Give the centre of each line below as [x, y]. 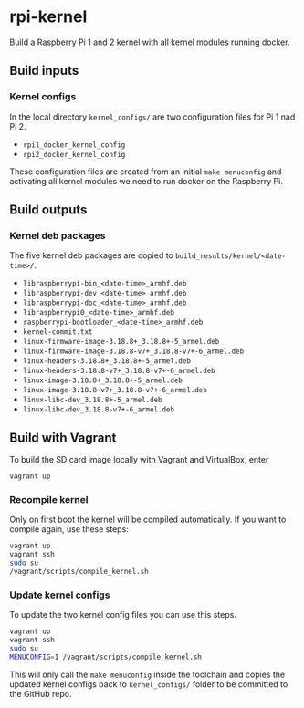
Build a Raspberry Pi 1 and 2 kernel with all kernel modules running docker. [150, 42]
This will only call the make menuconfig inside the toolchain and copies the [147, 674]
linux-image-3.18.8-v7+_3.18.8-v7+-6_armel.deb [115, 390]
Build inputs [44, 71]
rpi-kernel [48, 17]
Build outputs [48, 210]
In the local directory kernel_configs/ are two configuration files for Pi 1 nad [152, 117]
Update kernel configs [60, 595]
